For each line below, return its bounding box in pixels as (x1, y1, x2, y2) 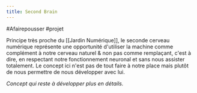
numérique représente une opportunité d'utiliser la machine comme (6, 43, 174, 50)
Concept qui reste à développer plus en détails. (6, 80, 124, 87)
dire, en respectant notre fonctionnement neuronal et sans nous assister (6, 55, 185, 63)
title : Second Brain (6, 8, 58, 15)
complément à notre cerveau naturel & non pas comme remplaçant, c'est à (6, 49, 191, 57)
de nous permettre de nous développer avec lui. (6, 68, 125, 75)
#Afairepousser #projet (6, 25, 64, 32)
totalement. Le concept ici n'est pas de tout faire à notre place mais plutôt (6, 62, 189, 69)
